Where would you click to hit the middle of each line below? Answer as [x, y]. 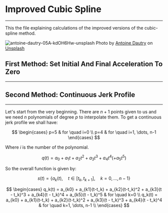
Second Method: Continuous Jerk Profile [70, 95]
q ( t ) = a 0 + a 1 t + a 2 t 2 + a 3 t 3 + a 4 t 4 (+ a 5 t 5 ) [84, 158]
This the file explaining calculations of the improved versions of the [74, 28]
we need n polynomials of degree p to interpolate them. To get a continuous [83, 117]
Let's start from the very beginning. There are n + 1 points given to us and [81, 112]
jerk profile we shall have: [32, 122]
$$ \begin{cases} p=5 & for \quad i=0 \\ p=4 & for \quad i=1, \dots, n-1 [84, 132]
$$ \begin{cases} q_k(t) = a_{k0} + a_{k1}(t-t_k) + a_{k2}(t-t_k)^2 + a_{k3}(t [84, 189]
